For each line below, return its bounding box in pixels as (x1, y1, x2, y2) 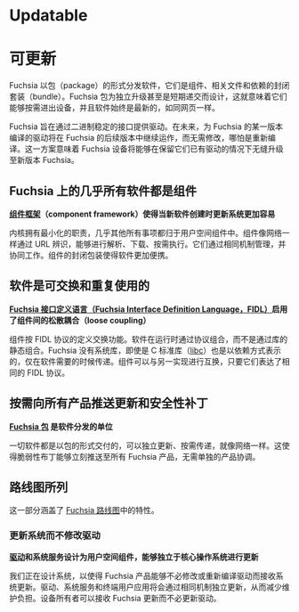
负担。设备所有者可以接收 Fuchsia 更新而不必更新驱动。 (16, 592, 222, 603)
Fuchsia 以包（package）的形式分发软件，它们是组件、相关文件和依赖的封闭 (9, 80, 290, 91)
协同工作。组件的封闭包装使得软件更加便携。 (9, 249, 174, 260)
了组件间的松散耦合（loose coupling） (9, 314, 151, 325)
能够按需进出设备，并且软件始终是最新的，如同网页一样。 (9, 102, 220, 113)
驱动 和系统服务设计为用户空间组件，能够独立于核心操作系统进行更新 (9, 551, 259, 562)
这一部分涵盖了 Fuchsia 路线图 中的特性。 (9, 505, 159, 516)
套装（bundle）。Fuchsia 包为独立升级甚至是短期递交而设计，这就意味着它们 (9, 91, 287, 102)
